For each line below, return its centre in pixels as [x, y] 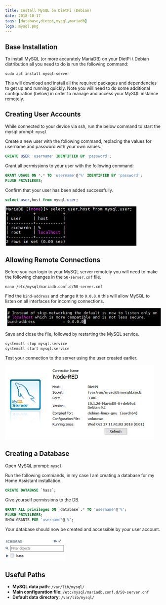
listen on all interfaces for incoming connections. [55, 301]
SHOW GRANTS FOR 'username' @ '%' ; [40, 520]
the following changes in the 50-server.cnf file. [53, 277]
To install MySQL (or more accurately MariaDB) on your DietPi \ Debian [77, 59]
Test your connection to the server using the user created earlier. [71, 358]
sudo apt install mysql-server [37, 74]
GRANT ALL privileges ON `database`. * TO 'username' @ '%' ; [66, 509]
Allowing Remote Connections [53, 260]
